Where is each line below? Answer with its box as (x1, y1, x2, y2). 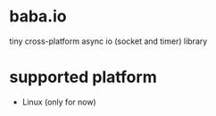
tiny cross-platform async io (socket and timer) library (9, 36, 208, 46)
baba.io (9, 6, 67, 27)
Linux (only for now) (21, 96, 96, 107)
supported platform (9, 67, 158, 87)
